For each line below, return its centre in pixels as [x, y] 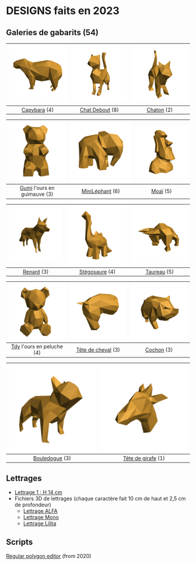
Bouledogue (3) [52, 458]
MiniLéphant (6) [101, 191]
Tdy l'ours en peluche [37, 346]
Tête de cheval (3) [98, 349]
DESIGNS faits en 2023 [63, 11]
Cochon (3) [159, 349]
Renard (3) [36, 271]
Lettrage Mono [41, 518]
